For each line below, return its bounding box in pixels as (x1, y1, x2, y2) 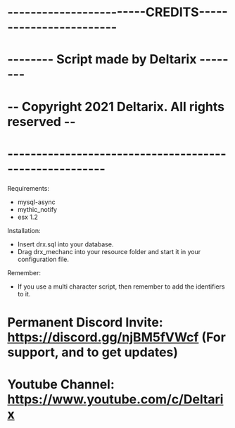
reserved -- (7, 113, 76, 130)
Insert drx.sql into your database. (17, 240, 114, 248)
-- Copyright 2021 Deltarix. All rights (7, 99, 225, 115)
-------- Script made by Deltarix (7, 51, 197, 68)
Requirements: (7, 184, 49, 192)
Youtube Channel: (7, 376, 115, 392)
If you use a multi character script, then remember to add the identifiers (17, 282, 225, 291)
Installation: (7, 226, 41, 234)
